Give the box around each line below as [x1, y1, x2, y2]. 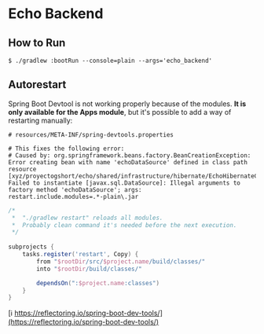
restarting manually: [8, 116, 73, 125]
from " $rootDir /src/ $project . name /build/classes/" [36, 257, 206, 266]
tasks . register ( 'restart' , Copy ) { [22, 251, 139, 259]
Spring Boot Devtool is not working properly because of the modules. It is [8, 99, 247, 108]
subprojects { [8, 243, 55, 251]
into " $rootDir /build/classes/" [36, 265, 143, 273]
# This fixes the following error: [8, 145, 125, 152]
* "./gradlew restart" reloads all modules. [11, 214, 163, 222]
